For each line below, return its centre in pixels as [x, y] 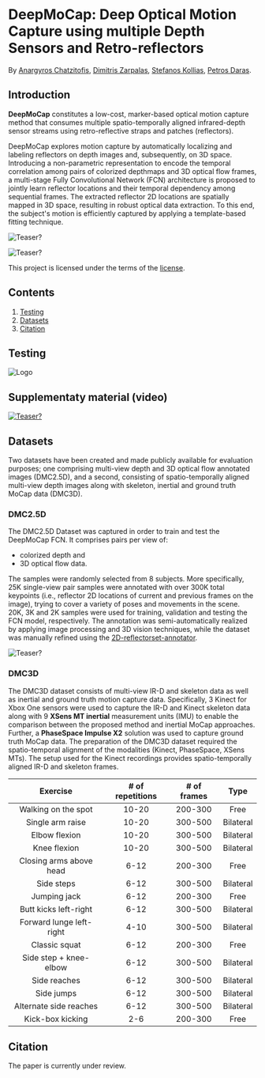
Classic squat [56, 944]
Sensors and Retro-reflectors [106, 48]
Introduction [39, 95]
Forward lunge [46, 921]
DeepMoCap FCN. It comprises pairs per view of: [88, 540]
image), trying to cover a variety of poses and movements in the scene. [124, 604]
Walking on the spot [56, 809]
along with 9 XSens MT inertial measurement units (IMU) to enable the [123, 716]
